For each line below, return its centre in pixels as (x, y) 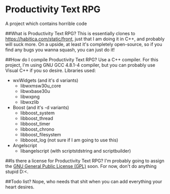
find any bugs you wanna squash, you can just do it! (60, 50)
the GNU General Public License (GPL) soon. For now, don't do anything (81, 166)
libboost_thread (37, 118)
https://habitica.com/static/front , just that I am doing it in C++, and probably (85, 39)
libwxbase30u (35, 91)
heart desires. (20, 187)
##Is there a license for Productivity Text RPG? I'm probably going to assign (85, 161)
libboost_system (38, 113)
